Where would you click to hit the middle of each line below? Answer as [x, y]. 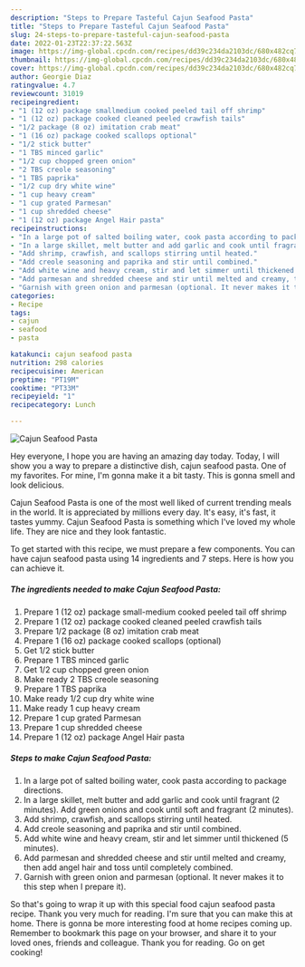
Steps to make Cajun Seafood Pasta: [81, 758]
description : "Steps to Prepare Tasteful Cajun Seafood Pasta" [132, 18]
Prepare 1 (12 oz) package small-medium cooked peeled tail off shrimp [155, 612]
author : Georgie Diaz [51, 77]
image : [23, 52]
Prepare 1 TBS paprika [65, 689]
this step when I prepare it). [75, 886]
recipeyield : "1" [43, 396]
